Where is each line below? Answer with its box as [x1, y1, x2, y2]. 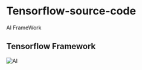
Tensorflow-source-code [6, 4, 137, 18]
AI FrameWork [6, 24, 42, 31]
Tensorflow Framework [6, 41, 96, 51]
